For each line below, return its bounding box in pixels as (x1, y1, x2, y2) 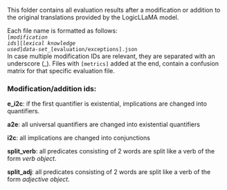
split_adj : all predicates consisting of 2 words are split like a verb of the (7, 168, 211, 176)
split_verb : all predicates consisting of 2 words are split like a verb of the (7, 147, 215, 155)
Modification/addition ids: (7, 84, 97, 93)
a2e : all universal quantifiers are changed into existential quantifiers (7, 120, 201, 129)
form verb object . (7, 155, 57, 163)
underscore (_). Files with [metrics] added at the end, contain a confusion (7, 59, 219, 68)
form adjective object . (7, 175, 71, 184)
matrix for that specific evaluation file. (7, 67, 116, 75)
